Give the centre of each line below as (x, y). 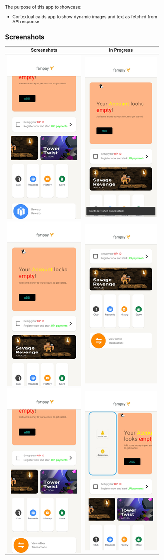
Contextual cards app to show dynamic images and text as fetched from (85, 16)
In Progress (121, 50)
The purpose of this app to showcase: (43, 7)
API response (26, 22)
